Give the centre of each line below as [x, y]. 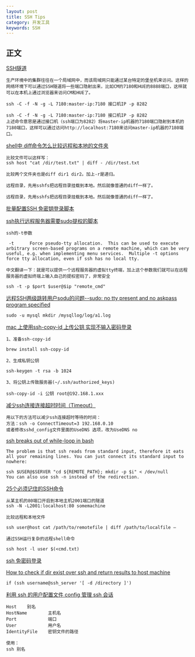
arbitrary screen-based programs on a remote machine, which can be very [98, 249]
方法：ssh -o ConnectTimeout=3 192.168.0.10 [60, 424]
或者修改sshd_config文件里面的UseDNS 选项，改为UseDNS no [72, 430]
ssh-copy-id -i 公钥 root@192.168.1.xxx [55, 394]
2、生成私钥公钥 [23, 361]
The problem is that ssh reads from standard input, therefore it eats [95, 452]
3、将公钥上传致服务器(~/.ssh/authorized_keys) [60, 383]
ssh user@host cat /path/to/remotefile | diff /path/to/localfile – [91, 528]
